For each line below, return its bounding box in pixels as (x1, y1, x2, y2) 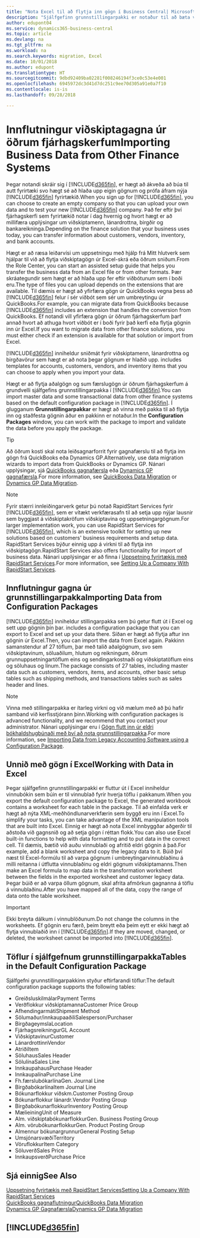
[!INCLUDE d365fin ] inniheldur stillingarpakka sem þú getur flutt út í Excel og (6, 618, 193, 625)
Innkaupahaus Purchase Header (14, 1064, 92, 1072)
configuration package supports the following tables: (6, 983, 136, 990)
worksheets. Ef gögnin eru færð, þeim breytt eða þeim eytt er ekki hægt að (6, 922, 189, 929)
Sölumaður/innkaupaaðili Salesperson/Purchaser (14, 1014, 133, 1021)
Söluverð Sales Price (14, 1147, 64, 1154)
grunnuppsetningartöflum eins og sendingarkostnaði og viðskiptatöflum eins (6, 656, 193, 663)
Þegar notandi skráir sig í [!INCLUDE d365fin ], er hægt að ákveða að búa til (6, 180, 189, 188)
